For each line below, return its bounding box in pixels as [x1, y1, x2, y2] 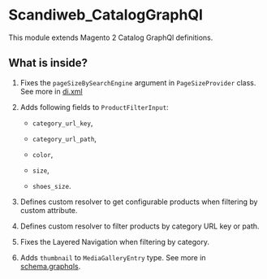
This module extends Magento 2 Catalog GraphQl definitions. [8, 33, 213, 42]
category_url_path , [32, 133, 97, 143]
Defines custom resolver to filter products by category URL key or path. [19, 221, 260, 231]
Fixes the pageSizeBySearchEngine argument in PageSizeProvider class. [19, 77, 256, 87]
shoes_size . [32, 181, 71, 190]
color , [32, 149, 54, 159]
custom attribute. [19, 205, 78, 215]
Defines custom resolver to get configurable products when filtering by [19, 197, 258, 207]
